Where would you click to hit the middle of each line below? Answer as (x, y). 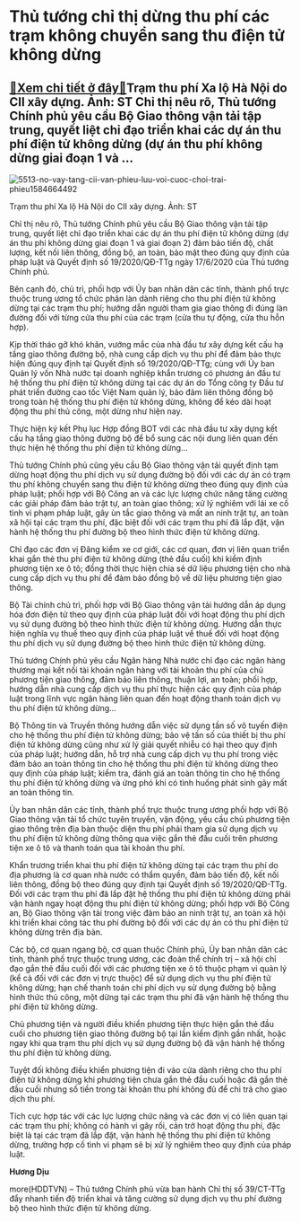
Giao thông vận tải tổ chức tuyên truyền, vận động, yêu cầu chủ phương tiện (150, 819)
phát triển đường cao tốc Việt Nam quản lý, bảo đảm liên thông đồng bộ (141, 392)
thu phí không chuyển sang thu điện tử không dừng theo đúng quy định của (149, 484)
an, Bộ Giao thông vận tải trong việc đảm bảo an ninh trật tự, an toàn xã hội (148, 913)
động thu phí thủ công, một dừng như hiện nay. (96, 411)
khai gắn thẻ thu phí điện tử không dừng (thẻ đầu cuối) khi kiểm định (136, 559)
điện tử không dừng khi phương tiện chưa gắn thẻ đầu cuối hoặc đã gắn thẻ (149, 1080)
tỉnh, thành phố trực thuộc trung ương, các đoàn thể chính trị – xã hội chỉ (143, 959)
